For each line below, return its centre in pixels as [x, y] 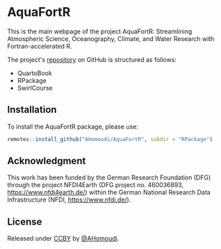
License [25, 222]
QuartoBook [34, 73]
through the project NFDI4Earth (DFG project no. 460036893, [96, 185]
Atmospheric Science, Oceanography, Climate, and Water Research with [111, 38]
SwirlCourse [35, 88]
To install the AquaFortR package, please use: [73, 127]
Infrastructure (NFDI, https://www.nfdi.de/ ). [69, 200]
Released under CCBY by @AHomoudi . [63, 239]
